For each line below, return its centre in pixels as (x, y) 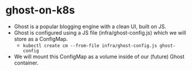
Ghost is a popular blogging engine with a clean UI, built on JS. (90, 26)
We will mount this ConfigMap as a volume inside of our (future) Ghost (99, 56)
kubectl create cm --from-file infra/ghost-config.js (90, 45)
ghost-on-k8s (40, 10)
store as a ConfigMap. (41, 39)
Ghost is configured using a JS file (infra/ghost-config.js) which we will (100, 32)
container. (26, 63)
